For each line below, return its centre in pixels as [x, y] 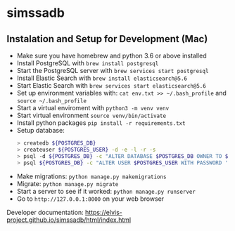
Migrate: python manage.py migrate [68, 183]
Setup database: [40, 130]
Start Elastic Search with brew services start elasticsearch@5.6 [112, 85]
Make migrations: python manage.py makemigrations [91, 176]
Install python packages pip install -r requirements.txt [101, 123]
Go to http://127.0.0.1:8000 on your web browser [90, 199]
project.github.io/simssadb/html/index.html [69, 220]
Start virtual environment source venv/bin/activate [91, 115]
